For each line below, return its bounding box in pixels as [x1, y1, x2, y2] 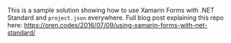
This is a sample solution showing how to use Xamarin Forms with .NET [7, 6, 215, 14]
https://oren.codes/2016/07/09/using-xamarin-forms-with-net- [23, 21, 208, 29]
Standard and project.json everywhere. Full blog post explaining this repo [7, 13, 224, 22]
